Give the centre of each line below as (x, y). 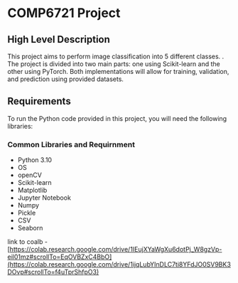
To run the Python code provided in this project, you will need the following (117, 118)
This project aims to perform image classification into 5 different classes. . (116, 56)
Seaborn (30, 228)
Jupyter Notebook (44, 198)
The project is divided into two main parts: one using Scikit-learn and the (114, 64)
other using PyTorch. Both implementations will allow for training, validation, (118, 71)
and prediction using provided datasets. (66, 79)
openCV (30, 175)
